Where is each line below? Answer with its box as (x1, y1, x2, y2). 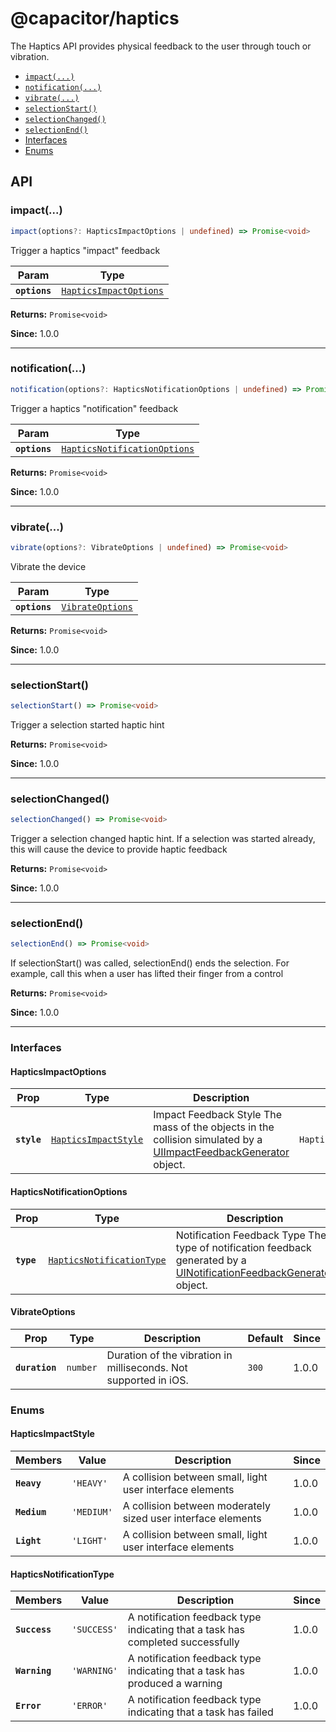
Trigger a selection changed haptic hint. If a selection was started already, (10, 833, 316, 845)
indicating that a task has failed (127, 1705, 274, 1719)
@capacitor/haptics (10, 7, 180, 30)
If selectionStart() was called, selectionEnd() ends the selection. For (10, 957, 290, 969)
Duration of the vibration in (106, 1348, 233, 1362)
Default (247, 1331, 284, 1345)
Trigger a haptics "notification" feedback (10, 402, 179, 414)
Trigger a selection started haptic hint (10, 719, 165, 731)
